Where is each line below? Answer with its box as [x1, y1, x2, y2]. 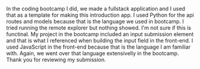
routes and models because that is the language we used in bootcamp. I [6, 18, 184, 25]
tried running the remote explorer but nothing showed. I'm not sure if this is [6, 24, 192, 31]
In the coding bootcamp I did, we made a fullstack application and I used [6, 5, 186, 12]
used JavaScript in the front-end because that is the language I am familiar [6, 43, 191, 50]
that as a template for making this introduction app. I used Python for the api [6, 11, 195, 19]
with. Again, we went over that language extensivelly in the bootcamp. [6, 50, 180, 56]
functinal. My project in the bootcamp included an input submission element [6, 31, 194, 38]
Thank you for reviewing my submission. [6, 56, 107, 63]
